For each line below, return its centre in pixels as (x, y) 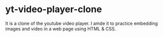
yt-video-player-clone (54, 9)
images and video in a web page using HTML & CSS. (61, 28)
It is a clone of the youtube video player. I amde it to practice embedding (81, 23)
